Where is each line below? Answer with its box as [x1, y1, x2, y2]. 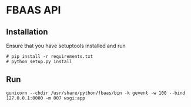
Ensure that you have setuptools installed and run [6, 42, 126, 49]
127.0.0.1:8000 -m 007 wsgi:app [6, 95, 85, 101]
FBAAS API [6, 4, 61, 17]
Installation [6, 27, 48, 37]
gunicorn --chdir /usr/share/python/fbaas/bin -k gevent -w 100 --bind [6, 90, 185, 96]
